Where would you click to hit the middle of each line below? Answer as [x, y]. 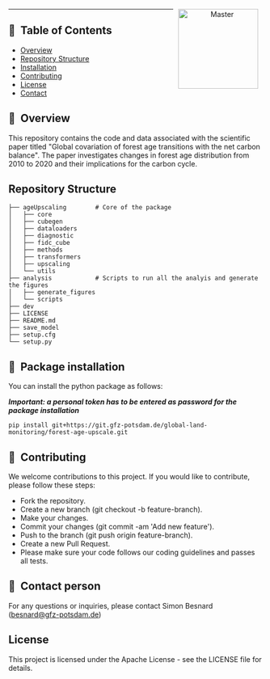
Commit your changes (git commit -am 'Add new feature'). [117, 527]
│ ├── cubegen [36, 222]
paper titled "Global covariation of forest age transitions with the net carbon [135, 146]
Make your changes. [54, 518]
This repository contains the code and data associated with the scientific [129, 137]
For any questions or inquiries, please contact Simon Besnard [111, 605]
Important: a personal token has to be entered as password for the [122, 402]
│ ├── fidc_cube [39, 243]
